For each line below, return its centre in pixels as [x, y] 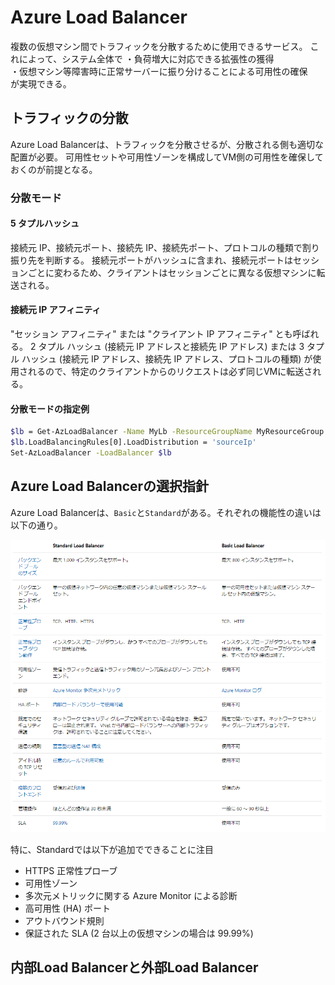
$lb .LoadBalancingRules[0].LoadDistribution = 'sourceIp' [133, 442]
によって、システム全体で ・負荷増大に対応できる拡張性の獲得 [146, 58]
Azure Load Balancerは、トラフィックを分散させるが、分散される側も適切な [167, 144]
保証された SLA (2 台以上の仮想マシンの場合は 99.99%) [139, 933]
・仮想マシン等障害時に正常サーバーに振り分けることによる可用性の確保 [159, 71]
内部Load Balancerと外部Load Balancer [134, 967]
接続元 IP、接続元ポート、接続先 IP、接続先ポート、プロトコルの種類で [156, 247]
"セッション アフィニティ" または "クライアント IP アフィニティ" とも [151, 334]
